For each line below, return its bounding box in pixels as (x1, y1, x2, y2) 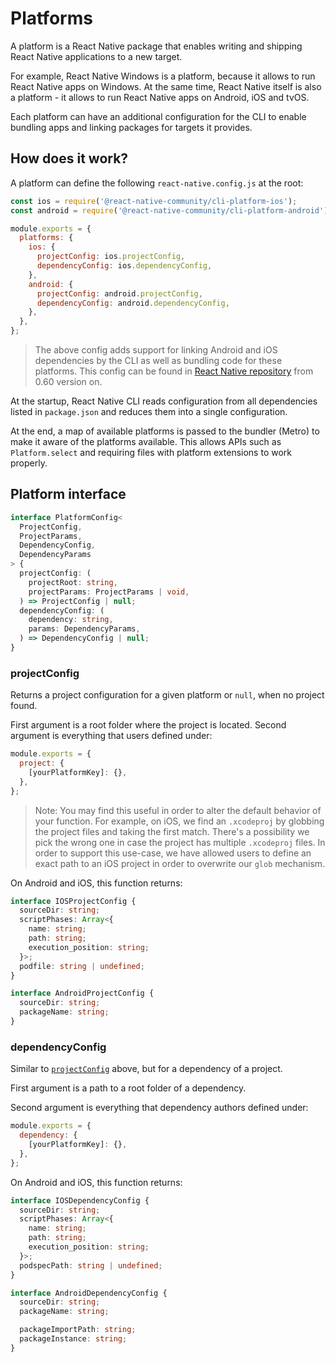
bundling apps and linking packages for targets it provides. (10, 121, 253, 133)
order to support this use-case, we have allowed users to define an (34, 847, 312, 859)
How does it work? (10, 150, 129, 167)
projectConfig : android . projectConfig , (36, 288, 203, 299)
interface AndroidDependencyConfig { (10, 1288, 168, 1298)
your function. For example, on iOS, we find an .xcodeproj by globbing (34, 815, 325, 827)
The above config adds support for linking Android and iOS (34, 344, 278, 356)
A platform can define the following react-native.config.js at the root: (10, 177, 304, 189)
